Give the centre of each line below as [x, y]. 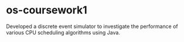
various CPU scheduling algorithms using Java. [63, 32]
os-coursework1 [47, 10]
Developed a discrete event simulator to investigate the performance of [92, 26]
